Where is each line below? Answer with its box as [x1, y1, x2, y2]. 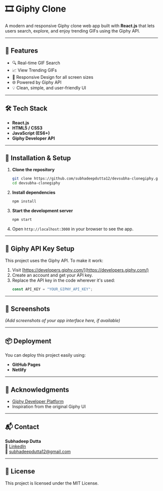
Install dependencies [12, 190, 56, 196]
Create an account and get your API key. [12, 272, 93, 278]
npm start [12, 217, 33, 222]
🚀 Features [5, 47, 38, 55]
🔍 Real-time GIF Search [12, 60, 61, 66]
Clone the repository [12, 167, 55, 173]
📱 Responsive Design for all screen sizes [12, 74, 94, 80]
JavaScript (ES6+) [12, 130, 50, 136]
